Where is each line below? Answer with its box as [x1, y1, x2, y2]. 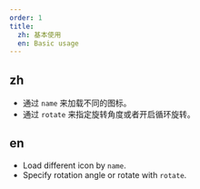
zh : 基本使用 [17, 30, 62, 39]
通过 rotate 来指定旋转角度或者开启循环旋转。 [22, 109, 195, 120]
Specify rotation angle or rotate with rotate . [22, 169, 187, 180]
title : [9, 22, 35, 31]
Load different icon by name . [22, 160, 126, 171]
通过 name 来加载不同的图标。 [22, 97, 132, 109]
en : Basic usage [17, 38, 79, 48]
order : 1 [9, 13, 43, 23]
